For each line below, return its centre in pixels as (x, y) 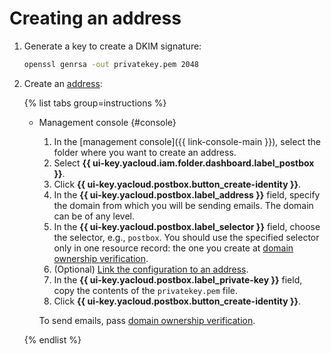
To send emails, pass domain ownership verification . (147, 320)
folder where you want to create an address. (145, 152)
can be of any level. (94, 216)
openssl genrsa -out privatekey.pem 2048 (111, 64)
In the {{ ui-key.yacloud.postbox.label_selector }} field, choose (187, 226)
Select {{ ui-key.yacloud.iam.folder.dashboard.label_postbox (184, 163)
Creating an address (95, 18)
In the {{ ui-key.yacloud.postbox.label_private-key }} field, (178, 279)
